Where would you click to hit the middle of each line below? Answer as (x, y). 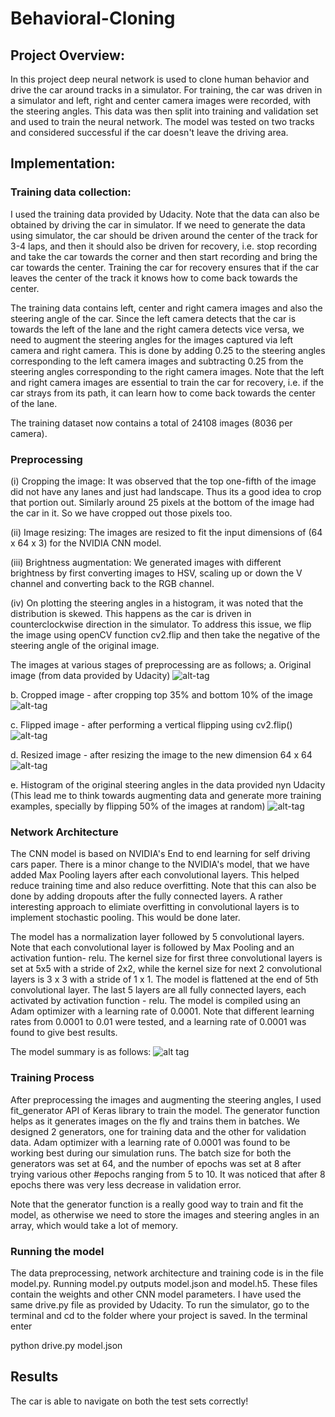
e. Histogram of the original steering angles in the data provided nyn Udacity (168, 784)
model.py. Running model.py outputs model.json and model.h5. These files (164, 1283)
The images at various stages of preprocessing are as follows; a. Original (161, 664)
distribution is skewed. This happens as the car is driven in (131, 613)
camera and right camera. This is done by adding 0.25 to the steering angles (168, 350)
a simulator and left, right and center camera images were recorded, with (161, 100)
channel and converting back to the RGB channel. (112, 583)
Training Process (52, 1078)
